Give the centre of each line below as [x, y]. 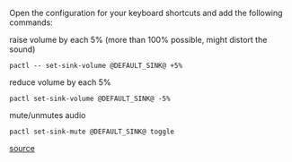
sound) [22, 49]
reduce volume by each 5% [60, 82]
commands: [31, 22]
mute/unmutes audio [48, 115]
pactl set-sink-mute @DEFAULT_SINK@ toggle [92, 132]
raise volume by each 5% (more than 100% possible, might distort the [138, 40]
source [22, 148]
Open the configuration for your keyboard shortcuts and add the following [146, 13]
